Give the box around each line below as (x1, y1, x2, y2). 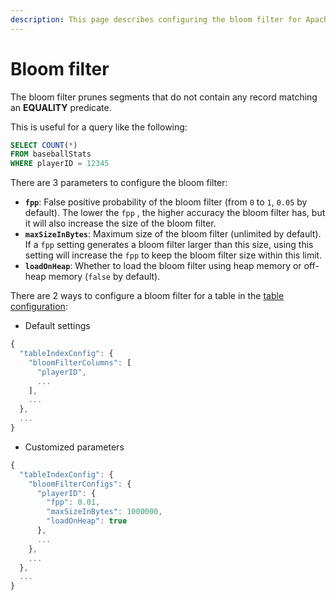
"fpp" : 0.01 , (46, 497, 101, 508)
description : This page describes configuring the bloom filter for (10, 14, 302, 25)
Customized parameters (24, 441, 125, 453)
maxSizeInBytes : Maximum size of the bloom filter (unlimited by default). (24, 228, 322, 240)
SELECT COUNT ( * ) (10, 140, 78, 150)
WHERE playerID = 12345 (10, 159, 110, 169)
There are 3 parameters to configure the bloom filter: (10, 177, 228, 189)
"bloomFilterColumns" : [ (28, 357, 132, 368)
